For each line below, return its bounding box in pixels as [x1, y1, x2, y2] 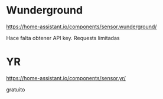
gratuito [6, 86, 25, 93]
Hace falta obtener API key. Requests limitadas [6, 34, 120, 41]
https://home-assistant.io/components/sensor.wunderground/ [6, 23, 157, 30]
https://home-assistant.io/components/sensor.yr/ [6, 74, 126, 81]
